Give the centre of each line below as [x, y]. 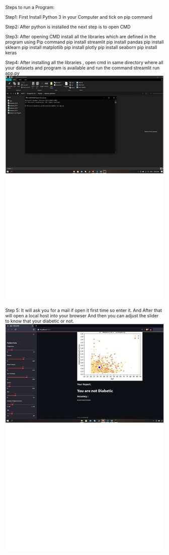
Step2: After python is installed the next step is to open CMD [68, 27]
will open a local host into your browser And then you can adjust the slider [82, 315]
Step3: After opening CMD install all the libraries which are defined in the [81, 37]
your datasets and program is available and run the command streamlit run [82, 68]
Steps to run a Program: [30, 7]
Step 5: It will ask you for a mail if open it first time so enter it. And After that [84, 310]
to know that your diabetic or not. [40, 321]
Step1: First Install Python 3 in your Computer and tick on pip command [79, 17]
